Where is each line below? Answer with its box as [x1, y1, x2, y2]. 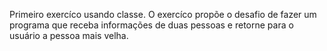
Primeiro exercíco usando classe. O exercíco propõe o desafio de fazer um [9, 9, 317, 20]
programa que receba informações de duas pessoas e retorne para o [9, 19, 294, 31]
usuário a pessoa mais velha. [9, 30, 129, 41]
